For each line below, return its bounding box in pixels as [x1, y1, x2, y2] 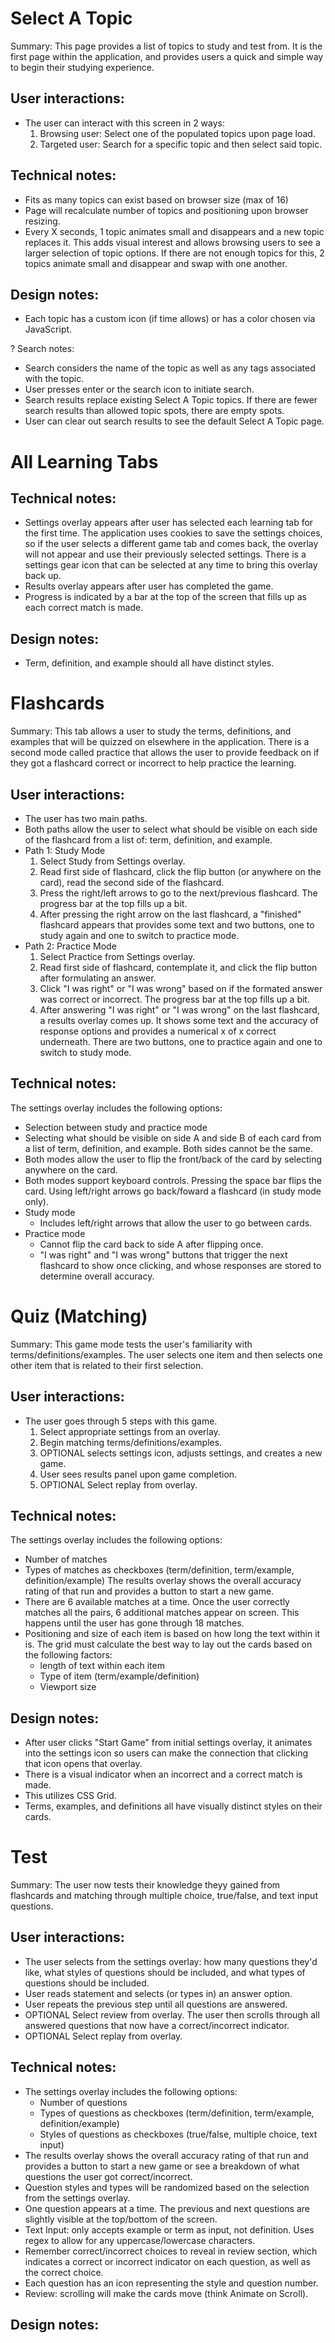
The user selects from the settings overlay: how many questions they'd [24, 1955, 318, 1967]
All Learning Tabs [10, 450, 159, 473]
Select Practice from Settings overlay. [39, 950, 196, 962]
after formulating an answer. [39, 972, 157, 984]
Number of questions [39, 2096, 128, 2108]
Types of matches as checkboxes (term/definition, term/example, [24, 1564, 295, 1576]
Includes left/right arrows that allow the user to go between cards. [39, 1217, 313, 1229]
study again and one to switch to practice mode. [39, 929, 240, 941]
